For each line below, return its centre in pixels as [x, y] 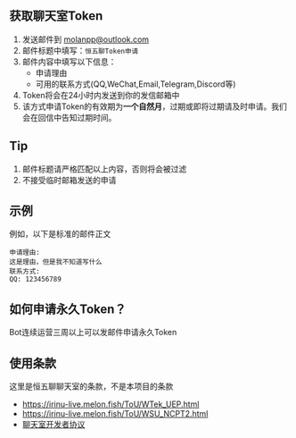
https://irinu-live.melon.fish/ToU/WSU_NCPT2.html [115, 414]
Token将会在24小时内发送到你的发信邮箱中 [101, 95]
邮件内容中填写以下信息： [69, 62]
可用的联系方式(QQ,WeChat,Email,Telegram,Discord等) [136, 84]
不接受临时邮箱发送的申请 [69, 180]
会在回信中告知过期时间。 [69, 117]
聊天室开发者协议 [53, 425]
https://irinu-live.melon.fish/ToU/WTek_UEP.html [111, 404]
